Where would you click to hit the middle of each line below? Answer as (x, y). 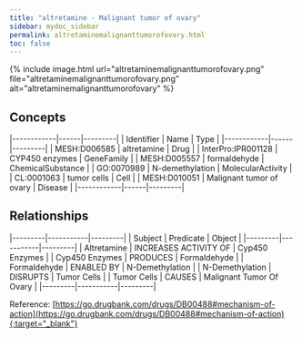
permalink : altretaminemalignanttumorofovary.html (107, 35)
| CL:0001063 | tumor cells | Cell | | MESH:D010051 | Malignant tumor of (144, 178)
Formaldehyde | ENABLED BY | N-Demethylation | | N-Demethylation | (141, 267)
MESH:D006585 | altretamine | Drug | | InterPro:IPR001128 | (166, 149)
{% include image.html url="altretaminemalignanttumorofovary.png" (137, 69)
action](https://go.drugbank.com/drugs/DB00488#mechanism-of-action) (147, 313)
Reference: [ (33, 304)
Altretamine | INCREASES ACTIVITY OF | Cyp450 (176, 248)
